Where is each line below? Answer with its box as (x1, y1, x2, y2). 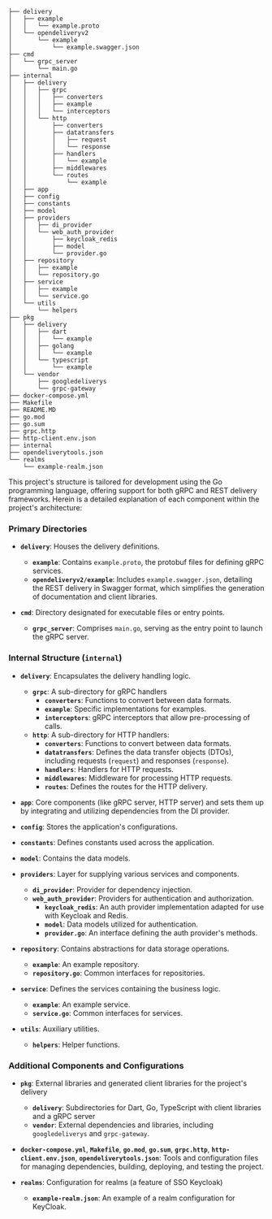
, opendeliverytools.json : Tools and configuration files (75, 1152, 259, 1162)
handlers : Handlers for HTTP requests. (44, 764, 175, 774)
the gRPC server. (32, 632, 89, 642)
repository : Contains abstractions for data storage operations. (19, 944, 230, 953)
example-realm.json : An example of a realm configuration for (32, 1193, 235, 1203)
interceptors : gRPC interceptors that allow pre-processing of (44, 712, 250, 722)
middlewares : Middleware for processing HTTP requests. (44, 773, 233, 783)
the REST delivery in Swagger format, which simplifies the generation (32, 583, 265, 593)
